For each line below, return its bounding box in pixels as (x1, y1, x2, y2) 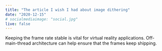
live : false (5, 21, 30, 26)
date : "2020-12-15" (5, 12, 47, 17)
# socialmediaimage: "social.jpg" (5, 16, 78, 21)
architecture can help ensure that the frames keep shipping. (32, 40, 157, 46)
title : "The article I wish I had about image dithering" (5, 7, 130, 12)
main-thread (5, 40, 31, 46)
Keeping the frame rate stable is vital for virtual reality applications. (5, 35, 145, 41)
